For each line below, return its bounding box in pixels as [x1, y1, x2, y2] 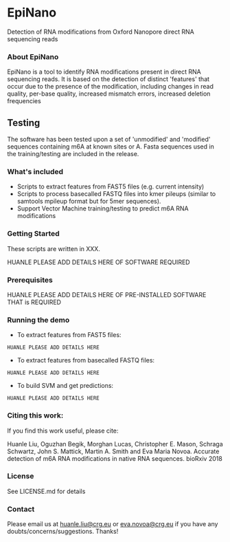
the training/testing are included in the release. [7, 150, 139, 158]
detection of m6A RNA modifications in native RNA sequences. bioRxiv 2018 [7, 454, 223, 462]
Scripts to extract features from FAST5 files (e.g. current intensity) [16, 182, 205, 191]
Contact [7, 504, 35, 514]
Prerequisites [7, 275, 53, 285]
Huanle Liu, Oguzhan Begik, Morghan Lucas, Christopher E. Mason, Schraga [7, 440, 223, 448]
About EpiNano [7, 52, 59, 61]
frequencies [7, 97, 41, 105]
